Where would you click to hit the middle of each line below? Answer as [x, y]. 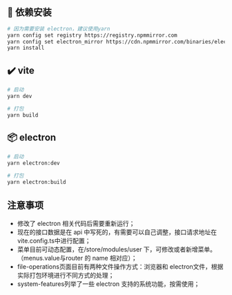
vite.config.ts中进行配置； [54, 240]
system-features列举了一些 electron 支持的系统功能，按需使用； [108, 284]
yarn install [26, 48]
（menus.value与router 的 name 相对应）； [77, 258]
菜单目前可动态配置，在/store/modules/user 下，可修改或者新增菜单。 [116, 249]
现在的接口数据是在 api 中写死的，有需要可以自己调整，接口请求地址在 [117, 232]
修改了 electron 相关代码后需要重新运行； [76, 223]
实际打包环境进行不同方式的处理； [66, 275]
